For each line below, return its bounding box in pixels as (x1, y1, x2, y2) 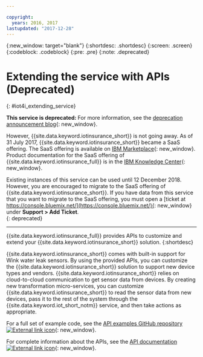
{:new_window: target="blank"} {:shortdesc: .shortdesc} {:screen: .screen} (6, 42, 193, 49)
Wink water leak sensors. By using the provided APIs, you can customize (6, 257, 188, 264)
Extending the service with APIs (6, 70, 170, 84)
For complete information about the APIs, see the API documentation (6, 338, 177, 346)
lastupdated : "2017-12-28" (6, 25, 74, 31)
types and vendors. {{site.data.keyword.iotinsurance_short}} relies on (6, 270, 179, 277)
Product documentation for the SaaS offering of (6, 152, 125, 159)
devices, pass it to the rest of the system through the (6, 295, 138, 303)
